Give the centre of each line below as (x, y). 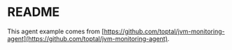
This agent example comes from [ (56, 31)
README (34, 12)
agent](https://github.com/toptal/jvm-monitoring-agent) (87, 38)
